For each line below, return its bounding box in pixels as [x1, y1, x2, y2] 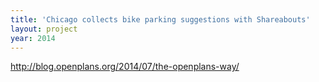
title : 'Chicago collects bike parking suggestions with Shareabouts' [10, 14, 311, 25]
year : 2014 [10, 33, 56, 43]
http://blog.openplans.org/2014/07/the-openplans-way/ [10, 61, 240, 73]
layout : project [10, 24, 78, 34]
